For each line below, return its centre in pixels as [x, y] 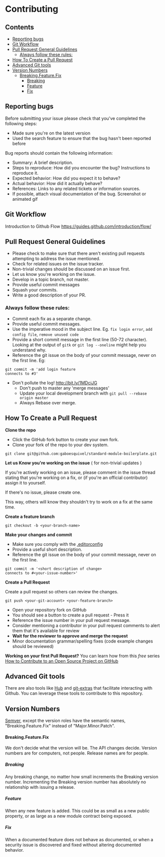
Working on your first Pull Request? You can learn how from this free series [82, 656]
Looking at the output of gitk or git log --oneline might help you [79, 345]
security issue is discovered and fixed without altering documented [73, 845]
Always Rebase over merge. [48, 402]
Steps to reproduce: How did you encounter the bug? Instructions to [81, 167]
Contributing [32, 9]
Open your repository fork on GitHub [49, 610]
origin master [34, 398]
